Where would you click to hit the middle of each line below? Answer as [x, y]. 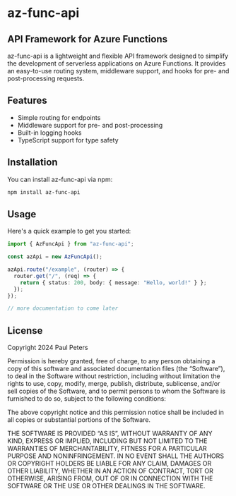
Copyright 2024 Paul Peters [48, 348]
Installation [33, 163]
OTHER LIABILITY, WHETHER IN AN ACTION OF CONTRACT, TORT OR [110, 471]
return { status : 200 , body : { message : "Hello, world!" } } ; [113, 283]
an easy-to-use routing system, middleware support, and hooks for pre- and [118, 71]
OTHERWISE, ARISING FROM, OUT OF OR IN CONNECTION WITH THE [110, 478]
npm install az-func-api [44, 192]
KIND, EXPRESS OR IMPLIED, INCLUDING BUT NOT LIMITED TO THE [107, 441]
